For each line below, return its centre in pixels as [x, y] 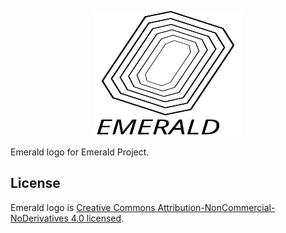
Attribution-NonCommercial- [216, 207]
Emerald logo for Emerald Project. [80, 152]
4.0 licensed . [97, 218]
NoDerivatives [39, 218]
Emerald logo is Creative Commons [83, 207]
